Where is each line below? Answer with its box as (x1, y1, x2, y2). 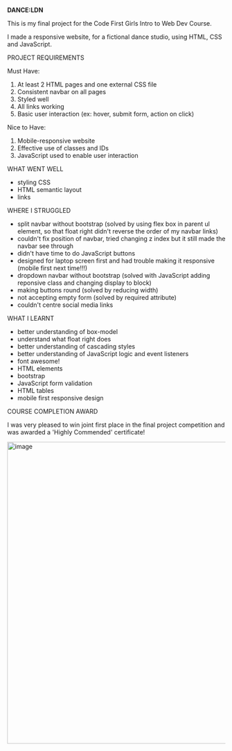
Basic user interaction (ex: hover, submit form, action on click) (17, 110, 195, 118)
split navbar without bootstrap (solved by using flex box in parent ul (17, 220, 210, 228)
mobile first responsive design (17, 394, 104, 402)
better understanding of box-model (17, 328, 118, 335)
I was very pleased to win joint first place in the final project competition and (7, 421, 225, 429)
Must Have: (7, 67, 40, 75)
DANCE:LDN (7, 6, 44, 14)
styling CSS (17, 178, 51, 186)
